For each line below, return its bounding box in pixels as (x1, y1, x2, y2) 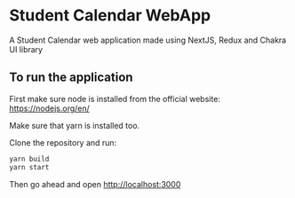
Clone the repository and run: (9, 137, 117, 147)
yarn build (9, 154, 50, 163)
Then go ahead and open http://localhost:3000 (9, 178, 181, 189)
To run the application (9, 70, 133, 85)
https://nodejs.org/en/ (9, 103, 91, 114)
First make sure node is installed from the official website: (9, 93, 220, 104)
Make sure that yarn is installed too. (9, 120, 140, 131)
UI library (9, 44, 43, 54)
